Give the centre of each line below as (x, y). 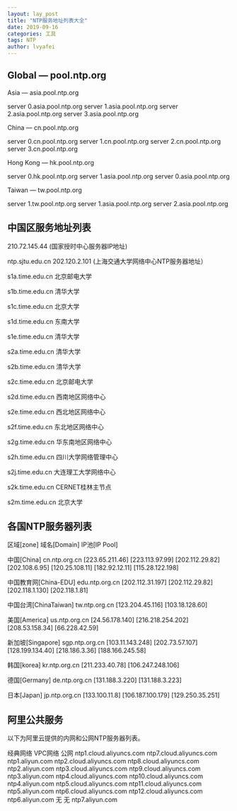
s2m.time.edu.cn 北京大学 (45, 502)
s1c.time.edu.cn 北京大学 (44, 306)
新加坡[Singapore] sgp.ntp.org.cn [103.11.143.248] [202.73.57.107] (103, 642)
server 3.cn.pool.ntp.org (42, 149)
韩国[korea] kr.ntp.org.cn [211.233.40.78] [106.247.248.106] (93, 665)
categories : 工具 (32, 34)
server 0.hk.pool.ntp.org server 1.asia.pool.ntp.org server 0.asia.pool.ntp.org (118, 176)
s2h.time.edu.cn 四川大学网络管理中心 (63, 457)
